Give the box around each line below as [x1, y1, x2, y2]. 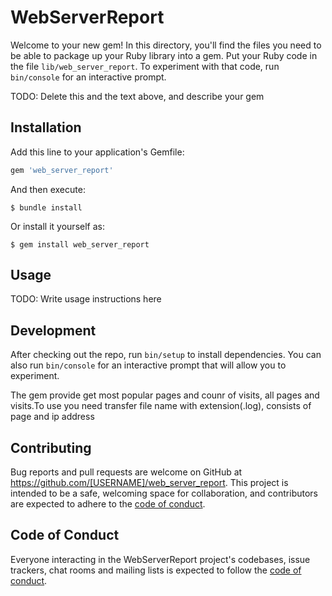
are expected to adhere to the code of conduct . [10, 498, 206, 510]
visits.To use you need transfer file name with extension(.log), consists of [10, 400, 312, 412]
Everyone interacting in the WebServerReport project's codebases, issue [10, 553, 311, 565]
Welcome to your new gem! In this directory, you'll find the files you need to [10, 39, 322, 51]
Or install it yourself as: [10, 220, 105, 232]
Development [10, 322, 97, 339]
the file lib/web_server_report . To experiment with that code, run [10, 60, 280, 72]
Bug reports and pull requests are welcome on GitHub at [10, 466, 243, 478]
